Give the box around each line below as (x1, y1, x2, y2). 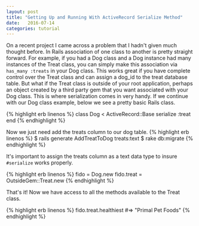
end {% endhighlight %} (6, 117, 66, 124)
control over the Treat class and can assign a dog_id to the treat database (6, 74, 188, 81)
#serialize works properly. (6, 159, 74, 166)
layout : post (6, 8, 39, 15)
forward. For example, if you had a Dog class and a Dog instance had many (6, 54, 191, 62)
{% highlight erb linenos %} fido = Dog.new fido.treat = (6, 171, 142, 178)
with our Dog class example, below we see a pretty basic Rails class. (6, 99, 175, 106)
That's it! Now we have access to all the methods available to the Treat (6, 189, 180, 196)
